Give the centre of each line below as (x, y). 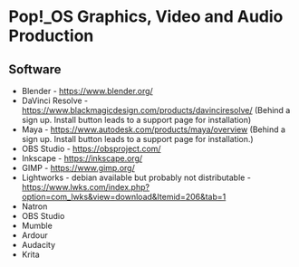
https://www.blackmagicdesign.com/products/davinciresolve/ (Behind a (156, 110)
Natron (34, 206)
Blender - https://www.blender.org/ (87, 91)
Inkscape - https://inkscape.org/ (82, 158)
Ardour (35, 235)
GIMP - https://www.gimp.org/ (78, 168)
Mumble (37, 225)
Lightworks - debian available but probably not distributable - (136, 177)
